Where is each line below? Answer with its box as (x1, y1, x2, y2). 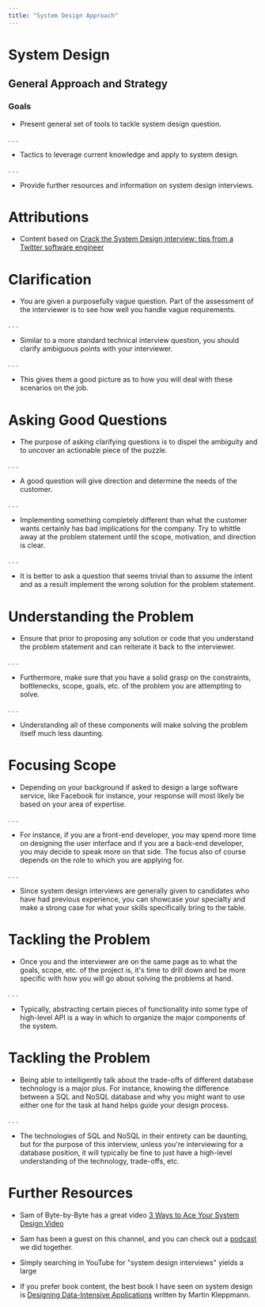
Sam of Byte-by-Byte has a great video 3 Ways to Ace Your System (19, 1210, 240, 1220)
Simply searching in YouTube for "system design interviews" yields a (19, 1258, 244, 1267)
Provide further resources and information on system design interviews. (19, 180, 255, 190)
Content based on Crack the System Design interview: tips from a (19, 234, 234, 244)
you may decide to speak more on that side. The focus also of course (19, 847, 247, 856)
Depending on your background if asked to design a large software (19, 783, 239, 792)
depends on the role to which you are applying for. (19, 855, 184, 865)
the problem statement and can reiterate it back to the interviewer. (19, 642, 236, 652)
